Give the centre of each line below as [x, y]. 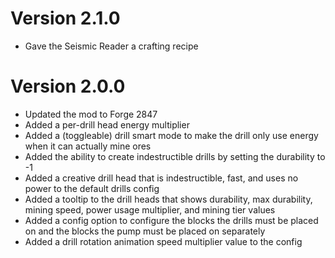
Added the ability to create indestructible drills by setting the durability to [175, 156]
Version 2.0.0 [68, 86]
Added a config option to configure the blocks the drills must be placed [171, 220]
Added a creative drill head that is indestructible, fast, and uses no [161, 178]
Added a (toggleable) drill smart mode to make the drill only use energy [171, 135]
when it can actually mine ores [88, 146]
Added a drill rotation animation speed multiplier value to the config [163, 241]
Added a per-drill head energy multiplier [107, 124]
